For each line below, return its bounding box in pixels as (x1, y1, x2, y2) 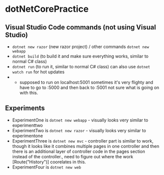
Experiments (5, 104, 45, 113)
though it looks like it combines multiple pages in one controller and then (12, 143, 160, 149)
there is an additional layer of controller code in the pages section (12, 148, 145, 154)
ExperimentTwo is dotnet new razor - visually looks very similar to (12, 127, 146, 133)
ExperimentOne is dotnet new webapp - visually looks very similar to (12, 117, 148, 123)
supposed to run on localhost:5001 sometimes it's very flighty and (19, 80, 154, 85)
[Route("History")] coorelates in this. (12, 159, 86, 165)
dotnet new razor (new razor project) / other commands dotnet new (12, 44, 149, 50)
